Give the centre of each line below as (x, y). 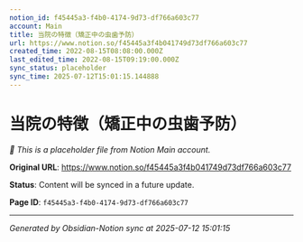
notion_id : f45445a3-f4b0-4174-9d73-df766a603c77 (105, 18)
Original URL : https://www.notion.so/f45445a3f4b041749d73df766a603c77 (150, 167)
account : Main (36, 26)
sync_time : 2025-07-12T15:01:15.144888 (84, 77)
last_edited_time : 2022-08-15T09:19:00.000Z (94, 60)
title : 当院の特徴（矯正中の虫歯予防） (74, 34)
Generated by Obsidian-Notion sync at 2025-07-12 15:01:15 (120, 228)
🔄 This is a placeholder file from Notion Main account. (110, 149)
